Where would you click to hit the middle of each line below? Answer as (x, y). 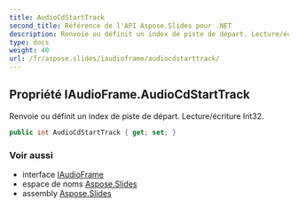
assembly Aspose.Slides (67, 193)
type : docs (29, 42)
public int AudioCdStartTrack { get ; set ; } (93, 132)
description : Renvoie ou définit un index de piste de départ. (129, 34)
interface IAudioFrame (63, 174)
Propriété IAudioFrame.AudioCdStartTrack (129, 95)
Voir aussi (31, 155)
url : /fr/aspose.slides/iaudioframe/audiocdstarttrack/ (114, 59)
